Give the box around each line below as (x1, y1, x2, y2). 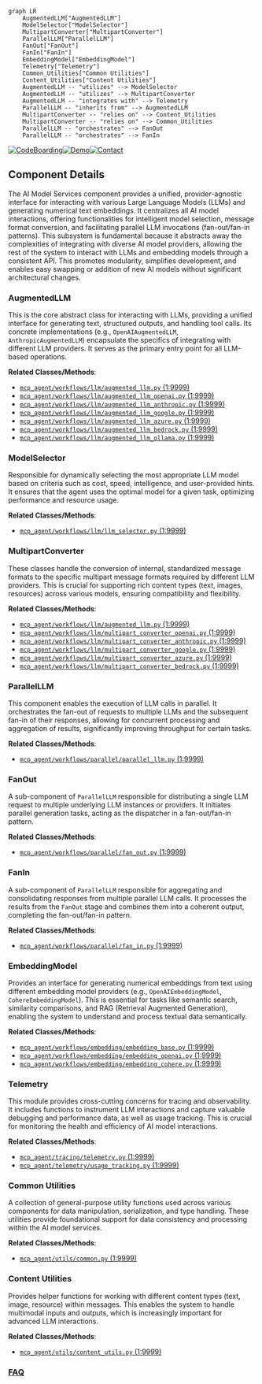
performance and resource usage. (8, 495, 120, 505)
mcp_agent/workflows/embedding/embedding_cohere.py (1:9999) (19, 1059, 222, 1068)
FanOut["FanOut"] (22, 42, 79, 50)
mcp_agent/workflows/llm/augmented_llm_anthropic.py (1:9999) (19, 399, 226, 409)
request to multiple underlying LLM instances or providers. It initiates (8, 800, 231, 810)
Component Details (8, 168, 105, 181)
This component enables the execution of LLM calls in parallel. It (8, 699, 217, 708)
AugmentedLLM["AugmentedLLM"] (22, 14, 122, 22)
